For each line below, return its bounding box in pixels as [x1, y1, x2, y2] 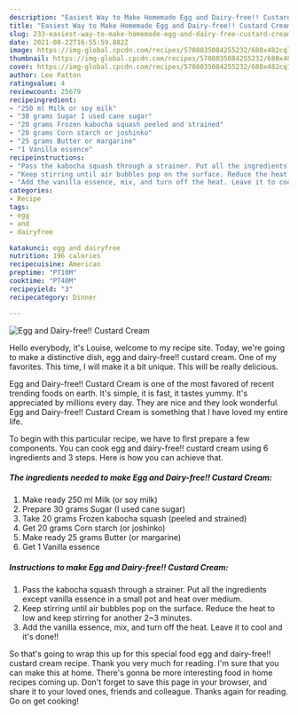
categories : [9, 186, 53, 195]
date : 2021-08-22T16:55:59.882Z [9, 37, 129, 47]
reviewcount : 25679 [9, 87, 82, 96]
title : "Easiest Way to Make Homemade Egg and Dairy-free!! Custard [9, 21, 268, 30]
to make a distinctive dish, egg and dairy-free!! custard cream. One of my [9, 351, 278, 362]
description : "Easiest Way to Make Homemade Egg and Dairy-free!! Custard [9, 12, 292, 22]
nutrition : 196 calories [9, 252, 101, 261]
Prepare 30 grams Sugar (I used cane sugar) [21, 504, 186, 515]
